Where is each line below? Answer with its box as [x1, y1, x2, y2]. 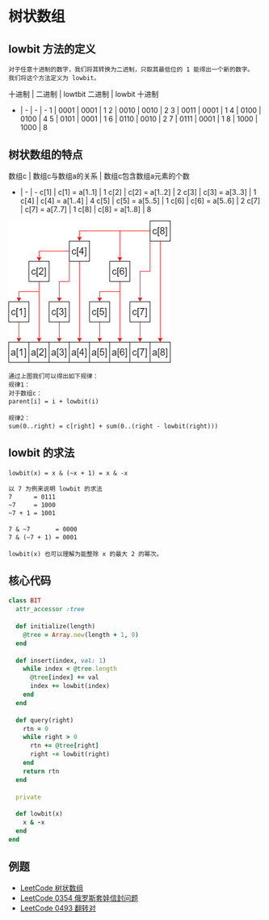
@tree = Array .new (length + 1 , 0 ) [23, 631, 139, 639]
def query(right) [15, 716, 74, 724]
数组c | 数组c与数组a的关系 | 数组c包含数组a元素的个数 [8, 171, 190, 180]
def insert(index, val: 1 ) [15, 656, 107, 665]
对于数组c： [8, 389, 43, 397]
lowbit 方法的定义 [8, 42, 96, 56]
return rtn [23, 767, 60, 775]
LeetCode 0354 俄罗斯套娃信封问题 [19, 893, 139, 902]
